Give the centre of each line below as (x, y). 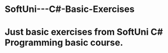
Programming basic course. (64, 43)
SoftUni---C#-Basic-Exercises (70, 9)
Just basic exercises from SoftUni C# (84, 32)
